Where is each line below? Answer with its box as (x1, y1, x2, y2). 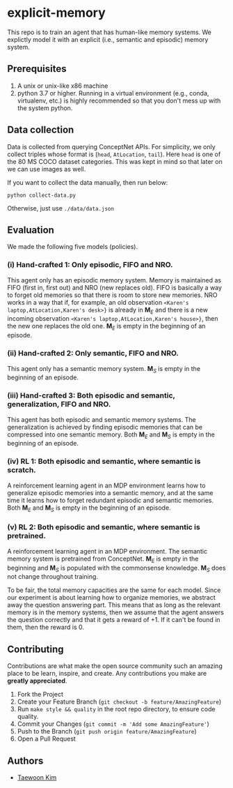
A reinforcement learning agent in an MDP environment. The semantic (7, 547, 208, 555)
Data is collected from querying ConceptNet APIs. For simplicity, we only (7, 142, 216, 151)
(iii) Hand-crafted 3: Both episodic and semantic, (7, 391, 175, 400)
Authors (7, 755, 44, 766)
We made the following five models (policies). (7, 243, 138, 251)
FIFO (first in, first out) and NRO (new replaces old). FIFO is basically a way (7, 283, 223, 291)
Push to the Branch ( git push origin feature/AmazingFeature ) (17, 727, 197, 736)
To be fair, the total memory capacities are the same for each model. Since (7, 586, 221, 594)
